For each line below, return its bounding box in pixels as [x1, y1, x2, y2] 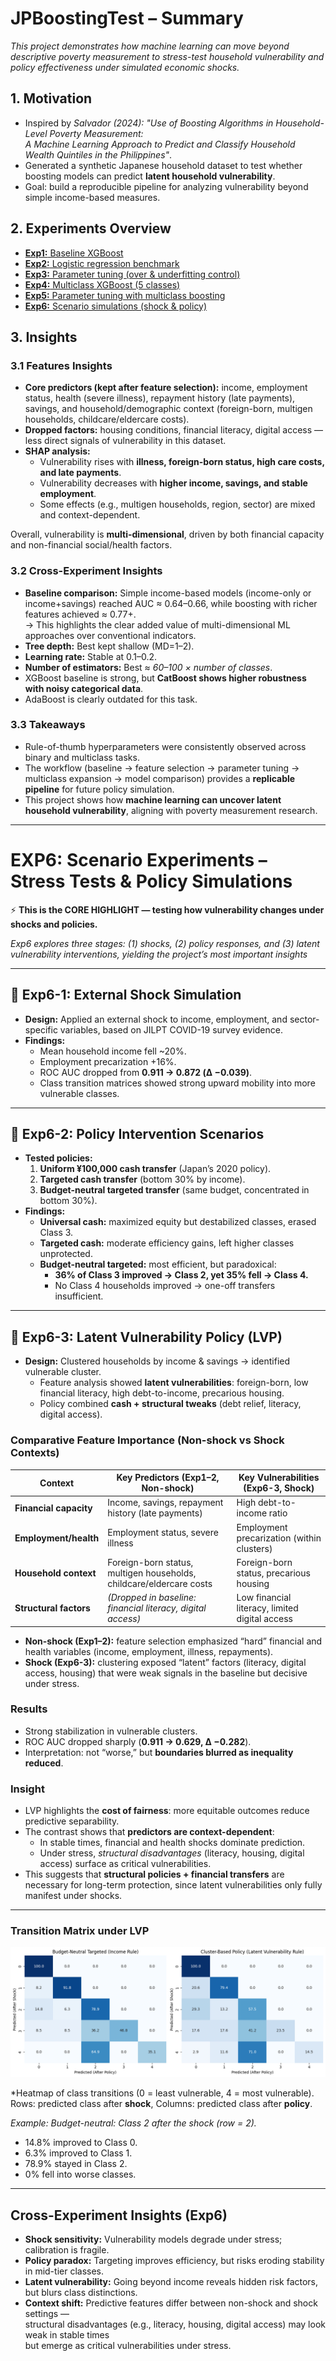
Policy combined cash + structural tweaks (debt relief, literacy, [39, 1398, 302, 1410]
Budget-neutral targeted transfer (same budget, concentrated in [39, 1184, 310, 1196]
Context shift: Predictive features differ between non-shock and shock [24, 2297, 318, 2309]
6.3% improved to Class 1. [24, 2147, 133, 2159]
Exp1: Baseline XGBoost [24, 247, 124, 259]
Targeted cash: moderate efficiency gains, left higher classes [39, 1237, 295, 1249]
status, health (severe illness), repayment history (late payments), [24, 392, 296, 404]
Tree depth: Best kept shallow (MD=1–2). [24, 640, 195, 652]
